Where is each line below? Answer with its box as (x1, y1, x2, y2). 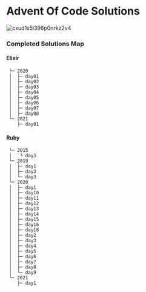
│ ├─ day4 (8, 243, 36, 250)
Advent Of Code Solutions (6, 4, 141, 18)
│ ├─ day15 (8, 217, 39, 223)
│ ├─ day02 (8, 79, 39, 85)
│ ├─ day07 (8, 105, 39, 112)
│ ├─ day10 (8, 190, 39, 196)
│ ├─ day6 (8, 254, 36, 260)
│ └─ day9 (8, 270, 36, 276)
